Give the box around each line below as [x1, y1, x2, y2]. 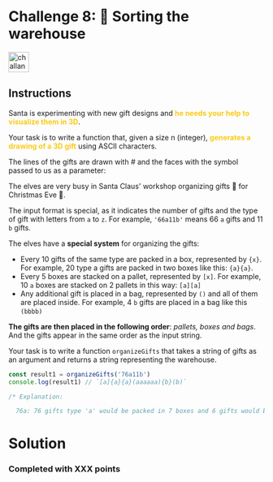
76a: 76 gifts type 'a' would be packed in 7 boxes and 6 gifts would [15, 407, 260, 415]
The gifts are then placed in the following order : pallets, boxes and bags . [8, 321, 256, 331]
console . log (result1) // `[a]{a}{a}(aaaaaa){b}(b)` [8, 377, 187, 386]
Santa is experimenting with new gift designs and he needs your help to [8, 108, 250, 118]
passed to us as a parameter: [8, 166, 106, 175]
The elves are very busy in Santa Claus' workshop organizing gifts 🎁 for [8, 181, 249, 191]
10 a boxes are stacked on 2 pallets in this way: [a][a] [19, 280, 201, 290]
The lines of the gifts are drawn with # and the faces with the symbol [8, 157, 239, 166]
